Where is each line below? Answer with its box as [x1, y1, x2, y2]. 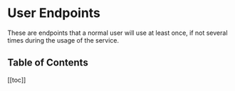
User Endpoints [7, 5, 101, 21]
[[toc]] [7, 75, 26, 84]
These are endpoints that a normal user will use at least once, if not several [7, 28, 228, 37]
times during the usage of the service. [7, 36, 120, 44]
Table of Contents [7, 57, 89, 69]
